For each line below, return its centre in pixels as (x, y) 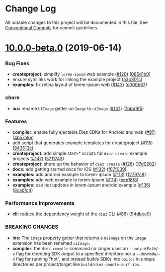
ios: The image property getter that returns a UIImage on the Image (79, 238)
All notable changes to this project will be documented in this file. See (77, 22)
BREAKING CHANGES (32, 227)
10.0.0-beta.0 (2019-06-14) (63, 48)
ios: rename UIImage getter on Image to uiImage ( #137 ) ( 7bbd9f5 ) (78, 108)
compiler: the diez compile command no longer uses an (70, 248)
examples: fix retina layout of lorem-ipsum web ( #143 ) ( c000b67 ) (80, 85)
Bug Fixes (17, 64)
